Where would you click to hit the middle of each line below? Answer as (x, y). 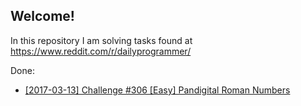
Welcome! (42, 16)
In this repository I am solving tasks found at (101, 40)
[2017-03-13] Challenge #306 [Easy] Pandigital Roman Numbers (157, 90)
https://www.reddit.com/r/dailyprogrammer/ (101, 51)
